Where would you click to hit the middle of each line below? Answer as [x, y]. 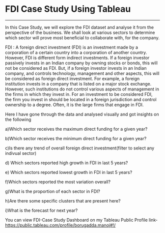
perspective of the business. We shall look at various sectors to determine [80, 32]
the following [18, 119]
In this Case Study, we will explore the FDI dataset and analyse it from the [79, 27]
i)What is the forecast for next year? [41, 210]
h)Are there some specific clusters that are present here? [63, 201]
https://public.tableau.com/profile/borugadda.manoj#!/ [60, 225]
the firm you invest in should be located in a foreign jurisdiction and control [81, 99]
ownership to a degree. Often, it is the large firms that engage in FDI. [74, 105]
